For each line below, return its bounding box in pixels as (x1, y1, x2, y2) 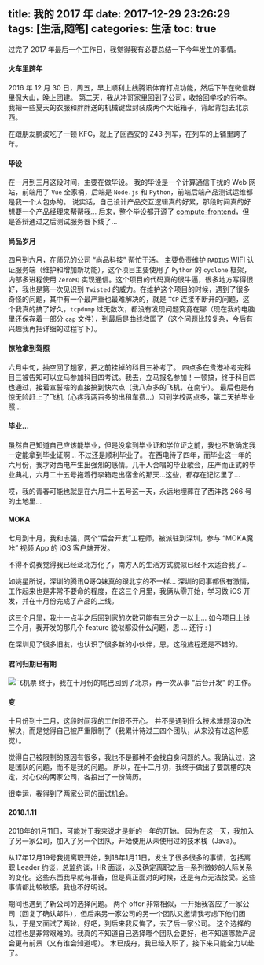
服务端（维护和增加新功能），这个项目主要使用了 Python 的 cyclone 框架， (14, 265, 251, 274)
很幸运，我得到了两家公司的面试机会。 (8, 789, 132, 798)
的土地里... (8, 496, 42, 506)
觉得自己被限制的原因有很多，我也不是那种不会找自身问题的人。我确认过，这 (8, 753, 256, 762)
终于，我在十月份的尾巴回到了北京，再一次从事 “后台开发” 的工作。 (38, 678, 255, 687)
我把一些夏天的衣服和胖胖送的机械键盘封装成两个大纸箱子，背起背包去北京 (8, 103, 249, 112)
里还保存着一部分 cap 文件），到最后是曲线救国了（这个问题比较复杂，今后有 (8, 314, 254, 324)
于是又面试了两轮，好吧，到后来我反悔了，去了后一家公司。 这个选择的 (21, 919, 251, 928)
